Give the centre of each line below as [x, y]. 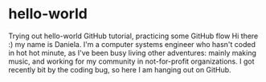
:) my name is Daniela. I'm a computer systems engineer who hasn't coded [132, 44]
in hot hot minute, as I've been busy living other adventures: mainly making [133, 53]
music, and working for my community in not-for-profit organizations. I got [131, 61]
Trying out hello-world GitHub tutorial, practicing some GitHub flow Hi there [133, 36]
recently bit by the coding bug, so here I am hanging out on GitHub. [120, 69]
